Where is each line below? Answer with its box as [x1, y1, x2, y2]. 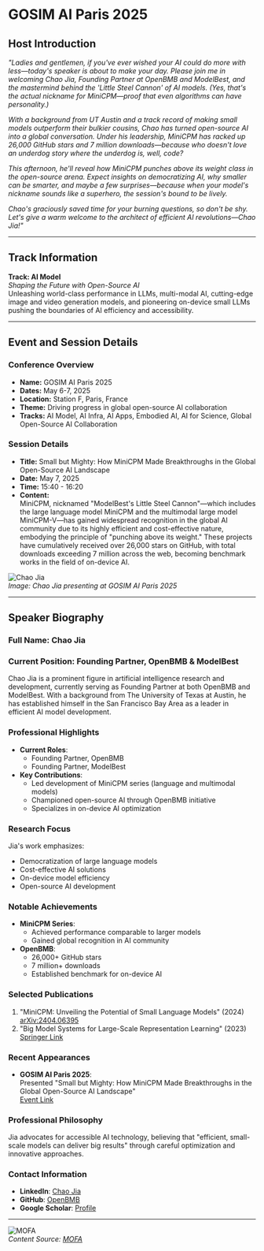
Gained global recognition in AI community [31, 936, 170, 945]
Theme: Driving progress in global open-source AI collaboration [19, 402, 228, 411]
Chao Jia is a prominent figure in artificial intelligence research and [8, 674, 225, 683]
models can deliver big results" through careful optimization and [27, 1141, 236, 1150]
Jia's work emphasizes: [8, 841, 85, 851]
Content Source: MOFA [8, 1234, 82, 1244]
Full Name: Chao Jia [8, 635, 86, 646]
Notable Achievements [8, 901, 98, 912]
